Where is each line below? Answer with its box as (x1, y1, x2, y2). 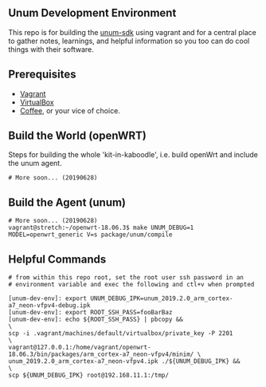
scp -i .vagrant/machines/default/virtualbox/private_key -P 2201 (8, 330, 233, 338)
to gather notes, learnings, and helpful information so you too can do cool (8, 36, 250, 45)
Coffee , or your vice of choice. (19, 105, 121, 115)
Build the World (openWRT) (8, 129, 147, 143)
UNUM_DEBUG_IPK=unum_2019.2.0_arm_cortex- (90, 294, 233, 302)
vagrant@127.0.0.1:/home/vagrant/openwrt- (8, 343, 151, 352)
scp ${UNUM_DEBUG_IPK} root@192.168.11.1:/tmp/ (8, 371, 170, 380)
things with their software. (8, 44, 94, 54)
